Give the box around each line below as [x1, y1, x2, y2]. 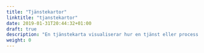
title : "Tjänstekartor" [6, 9, 67, 15]
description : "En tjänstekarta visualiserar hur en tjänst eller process [6, 32, 199, 38]
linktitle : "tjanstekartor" [6, 15, 78, 21]
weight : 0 [6, 37, 32, 43]
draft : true [6, 26, 37, 32]
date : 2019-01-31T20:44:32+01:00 [6, 20, 92, 26]
